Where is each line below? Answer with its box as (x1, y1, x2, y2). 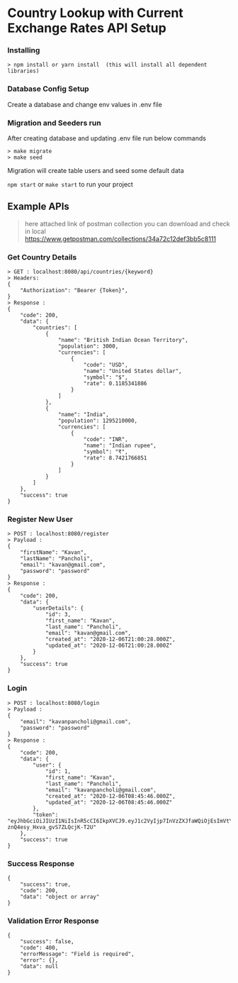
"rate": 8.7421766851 (83, 455, 147, 462)
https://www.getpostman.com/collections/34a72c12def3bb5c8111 (24, 234, 217, 243)
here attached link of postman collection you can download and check (24, 219, 230, 228)
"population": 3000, (57, 343, 119, 350)
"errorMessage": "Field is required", (20, 950, 135, 958)
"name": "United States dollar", (83, 367, 182, 375)
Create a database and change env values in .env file (7, 100, 163, 109)
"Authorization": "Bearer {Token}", (20, 287, 129, 294)
